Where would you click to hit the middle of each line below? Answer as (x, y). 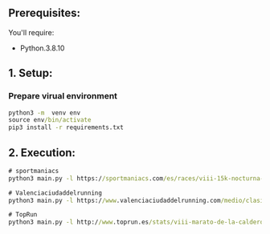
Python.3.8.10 (42, 48)
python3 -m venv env (45, 113)
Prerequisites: (44, 13)
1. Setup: (31, 73)
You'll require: (31, 32)
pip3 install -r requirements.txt (66, 127)
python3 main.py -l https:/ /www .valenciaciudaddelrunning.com (115, 200)
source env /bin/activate (50, 120)
